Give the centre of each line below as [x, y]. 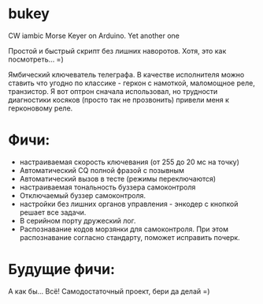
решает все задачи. [53, 212]
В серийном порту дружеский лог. [78, 220]
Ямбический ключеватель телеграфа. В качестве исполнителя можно [126, 74]
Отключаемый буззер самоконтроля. [83, 195]
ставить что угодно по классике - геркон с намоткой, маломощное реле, [132, 83]
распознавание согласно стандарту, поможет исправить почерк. [130, 237]
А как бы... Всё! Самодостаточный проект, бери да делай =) [109, 291]
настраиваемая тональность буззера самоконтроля [107, 187]
